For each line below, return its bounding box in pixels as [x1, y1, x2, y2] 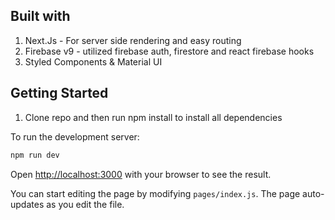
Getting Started [10, 85, 109, 102]
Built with [10, 8, 71, 25]
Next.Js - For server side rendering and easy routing [24, 34, 242, 46]
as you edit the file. [46, 198, 125, 210]
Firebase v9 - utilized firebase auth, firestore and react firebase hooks [24, 45, 315, 57]
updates [10, 198, 45, 210]
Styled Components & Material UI [24, 55, 163, 68]
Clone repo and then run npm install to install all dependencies [24, 111, 283, 123]
